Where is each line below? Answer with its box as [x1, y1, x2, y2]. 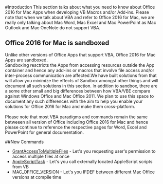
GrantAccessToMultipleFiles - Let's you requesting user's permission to [12, 148, 156, 154]
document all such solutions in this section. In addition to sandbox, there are [5, 83, 158, 89]
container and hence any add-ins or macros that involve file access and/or [5, 67, 155, 73]
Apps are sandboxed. [5, 57, 48, 63]
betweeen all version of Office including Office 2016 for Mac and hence [5, 119, 148, 125]
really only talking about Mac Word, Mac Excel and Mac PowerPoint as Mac [5, 19, 157, 25]
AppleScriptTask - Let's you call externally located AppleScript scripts [12, 158, 153, 165]
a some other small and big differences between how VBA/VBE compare [5, 88, 150, 94]
